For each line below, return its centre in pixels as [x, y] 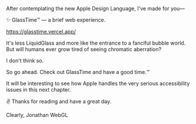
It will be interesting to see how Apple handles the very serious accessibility [98, 83]
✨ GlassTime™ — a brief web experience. [56, 20]
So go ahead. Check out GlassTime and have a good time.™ [78, 72]
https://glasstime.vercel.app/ [41, 31]
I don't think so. [25, 61]
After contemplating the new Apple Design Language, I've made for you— [96, 9]
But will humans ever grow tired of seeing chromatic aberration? [84, 49]
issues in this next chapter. [39, 90]
